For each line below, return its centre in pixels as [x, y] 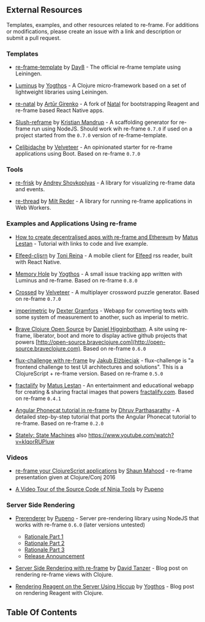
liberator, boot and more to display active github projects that [110, 335]
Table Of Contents [42, 612]
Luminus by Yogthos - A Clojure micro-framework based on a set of [101, 86]
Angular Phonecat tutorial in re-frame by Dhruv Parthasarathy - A [97, 410]
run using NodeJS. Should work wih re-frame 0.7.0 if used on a [112, 129]
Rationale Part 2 [44, 543]
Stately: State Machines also [51, 435]
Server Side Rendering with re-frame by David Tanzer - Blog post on [102, 568]
